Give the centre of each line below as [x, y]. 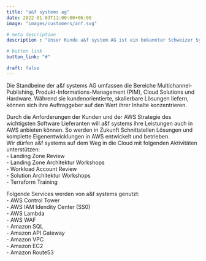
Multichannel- [175, 85]
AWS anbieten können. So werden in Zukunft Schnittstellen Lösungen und [100, 130]
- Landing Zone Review [36, 156]
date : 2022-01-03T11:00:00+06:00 [49, 18]
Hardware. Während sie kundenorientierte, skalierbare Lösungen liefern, [97, 98]
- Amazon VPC [25, 239]
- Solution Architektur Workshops [48, 175]
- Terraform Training [32, 182]
